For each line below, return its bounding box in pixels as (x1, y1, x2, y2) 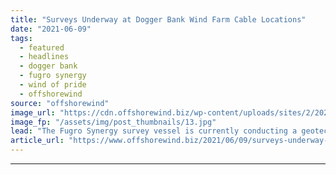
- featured (19, 42, 65, 53)
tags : (10, 33, 33, 43)
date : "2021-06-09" (10, 24, 92, 34)
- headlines (19, 52, 70, 62)
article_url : (10, 136, 65, 146)
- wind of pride (19, 80, 87, 90)
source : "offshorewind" (10, 98, 110, 108)
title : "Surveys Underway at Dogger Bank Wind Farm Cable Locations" (10, 14, 307, 25)
